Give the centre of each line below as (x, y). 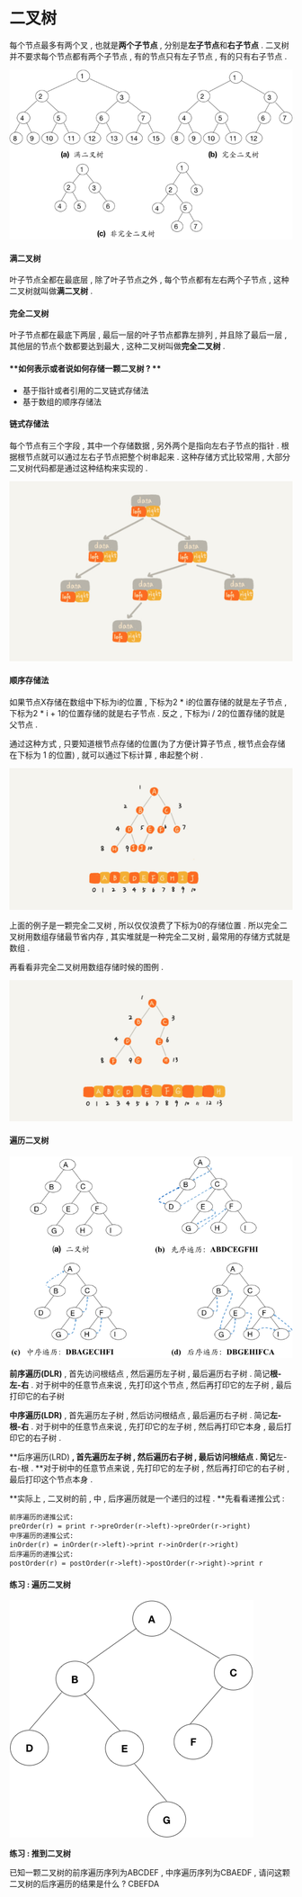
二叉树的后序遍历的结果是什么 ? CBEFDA (84, 1884)
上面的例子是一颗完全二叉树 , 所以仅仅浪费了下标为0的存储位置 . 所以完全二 (148, 926)
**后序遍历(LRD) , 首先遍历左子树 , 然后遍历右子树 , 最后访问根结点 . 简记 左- (148, 1457)
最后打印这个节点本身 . (51, 1479)
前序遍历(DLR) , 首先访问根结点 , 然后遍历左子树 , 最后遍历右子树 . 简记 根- (145, 1374)
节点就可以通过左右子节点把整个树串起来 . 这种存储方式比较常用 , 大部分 (157, 456)
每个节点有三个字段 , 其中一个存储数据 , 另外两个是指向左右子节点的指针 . (144, 445)
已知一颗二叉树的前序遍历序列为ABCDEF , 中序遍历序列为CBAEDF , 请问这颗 (150, 1873)
